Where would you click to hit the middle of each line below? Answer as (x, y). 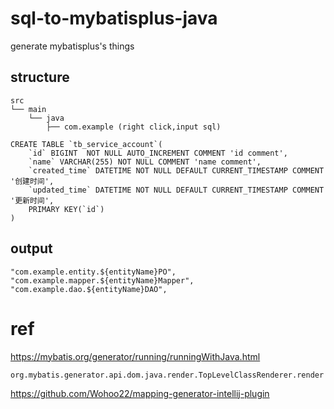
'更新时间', (32, 200)
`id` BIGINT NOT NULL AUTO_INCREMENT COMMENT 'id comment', (158, 153)
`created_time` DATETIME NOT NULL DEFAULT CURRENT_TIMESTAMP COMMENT (176, 170)
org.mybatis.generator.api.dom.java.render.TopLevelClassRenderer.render (167, 375)
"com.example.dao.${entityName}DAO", (89, 289)
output (31, 248)
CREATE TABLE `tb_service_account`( (86, 144)
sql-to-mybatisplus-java (114, 18)
